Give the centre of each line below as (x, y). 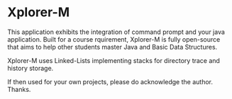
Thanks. (19, 89)
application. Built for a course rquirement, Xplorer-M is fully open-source (114, 39)
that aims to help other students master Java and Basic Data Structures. (112, 47)
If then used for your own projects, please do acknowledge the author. (110, 81)
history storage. (31, 68)
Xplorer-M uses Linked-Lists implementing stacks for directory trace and (114, 60)
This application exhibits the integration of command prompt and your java (116, 32)
